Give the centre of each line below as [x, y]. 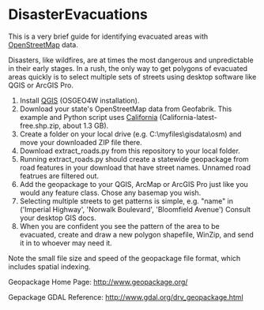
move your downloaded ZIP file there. [81, 142]
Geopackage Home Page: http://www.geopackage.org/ [98, 282]
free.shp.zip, [40, 125]
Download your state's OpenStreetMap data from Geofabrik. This [126, 109]
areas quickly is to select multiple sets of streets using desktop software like [132, 77]
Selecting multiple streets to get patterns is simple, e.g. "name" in [126, 201]
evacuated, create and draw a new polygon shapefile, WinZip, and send [137, 234]
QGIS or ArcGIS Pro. [41, 85]
